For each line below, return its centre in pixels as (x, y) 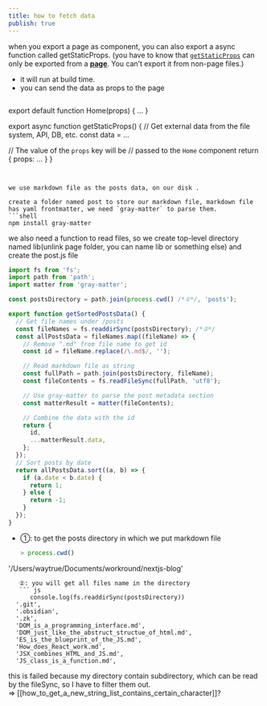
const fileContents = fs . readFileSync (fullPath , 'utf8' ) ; (122, 381)
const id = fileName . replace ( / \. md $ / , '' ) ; (97, 352)
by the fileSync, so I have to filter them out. (80, 684)
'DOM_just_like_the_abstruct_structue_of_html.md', (104, 633)
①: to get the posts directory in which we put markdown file (120, 538)
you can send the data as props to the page (92, 88)
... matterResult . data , (68, 441)
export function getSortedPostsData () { (77, 314)
